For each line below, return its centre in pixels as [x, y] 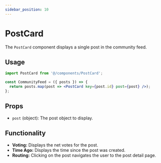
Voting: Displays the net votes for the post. [55, 145]
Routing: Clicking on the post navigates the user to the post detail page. [84, 155]
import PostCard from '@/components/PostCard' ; [54, 73]
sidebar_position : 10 [27, 9]
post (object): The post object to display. [52, 118]
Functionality [25, 133]
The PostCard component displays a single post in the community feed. [76, 47]
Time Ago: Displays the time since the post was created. [69, 150]
